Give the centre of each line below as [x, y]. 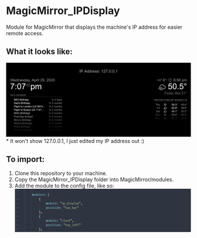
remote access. [25, 33]
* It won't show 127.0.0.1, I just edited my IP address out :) [75, 141]
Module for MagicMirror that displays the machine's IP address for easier [94, 27]
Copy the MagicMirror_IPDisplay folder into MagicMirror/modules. [94, 179]
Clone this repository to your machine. [61, 174]
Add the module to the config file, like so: [64, 186]
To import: [26, 159]
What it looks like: [40, 52]
